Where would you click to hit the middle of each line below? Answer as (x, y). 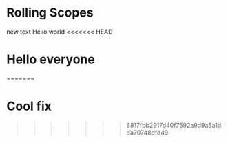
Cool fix (29, 106)
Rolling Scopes (50, 13)
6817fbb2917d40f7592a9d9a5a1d (174, 125)
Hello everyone (51, 59)
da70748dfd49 (147, 133)
